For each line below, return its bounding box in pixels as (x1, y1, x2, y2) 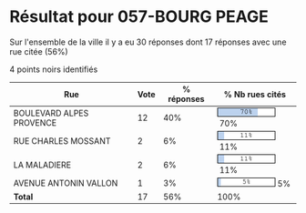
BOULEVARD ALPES (13, 107, 89, 118)
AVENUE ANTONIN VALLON (13, 177, 118, 188)
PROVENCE (13, 117, 57, 128)
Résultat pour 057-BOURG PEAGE (9, 6, 269, 27)
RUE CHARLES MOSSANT (13, 136, 111, 147)
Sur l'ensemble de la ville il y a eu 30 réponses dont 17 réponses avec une (9, 36, 287, 47)
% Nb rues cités (223, 88, 287, 99)
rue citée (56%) (9, 46, 68, 56)
